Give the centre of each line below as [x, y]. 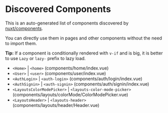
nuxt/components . [24, 28]
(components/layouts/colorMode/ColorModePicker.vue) [70, 94]
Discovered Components [58, 9]
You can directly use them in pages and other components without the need [83, 38]
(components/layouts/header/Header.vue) [56, 105]
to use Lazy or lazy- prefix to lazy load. [46, 58]
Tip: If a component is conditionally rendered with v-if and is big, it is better [84, 53]
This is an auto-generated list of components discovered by [67, 23]
